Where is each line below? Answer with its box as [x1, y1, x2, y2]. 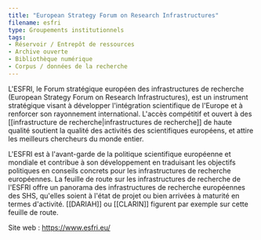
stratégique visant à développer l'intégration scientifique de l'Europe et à [8, 100, 243, 110]
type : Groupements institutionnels [8, 26, 125, 34]
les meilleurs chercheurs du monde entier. [8, 134, 144, 144]
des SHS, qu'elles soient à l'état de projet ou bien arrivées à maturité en [8, 191, 240, 200]
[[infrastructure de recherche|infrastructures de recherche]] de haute [8, 117, 233, 126]
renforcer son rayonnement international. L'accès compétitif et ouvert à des [8, 109, 252, 118]
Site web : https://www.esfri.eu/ [8, 223, 111, 232]
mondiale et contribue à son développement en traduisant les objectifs [8, 158, 237, 167]
